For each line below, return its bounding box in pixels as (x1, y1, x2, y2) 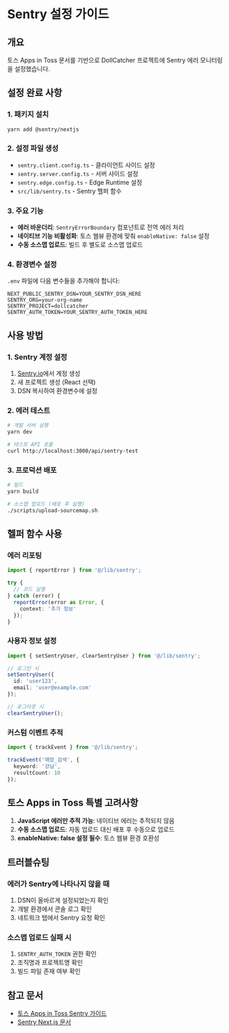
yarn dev (7, 429, 33, 436)
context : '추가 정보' (19, 605, 77, 613)
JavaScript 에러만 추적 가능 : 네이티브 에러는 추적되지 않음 (17, 817, 175, 825)
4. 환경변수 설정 (7, 260, 57, 269)
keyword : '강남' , (13, 763, 61, 770)
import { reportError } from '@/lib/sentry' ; (7, 567, 141, 574)
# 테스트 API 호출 (7, 441, 54, 448)
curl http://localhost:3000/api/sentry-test (7, 448, 139, 455)
